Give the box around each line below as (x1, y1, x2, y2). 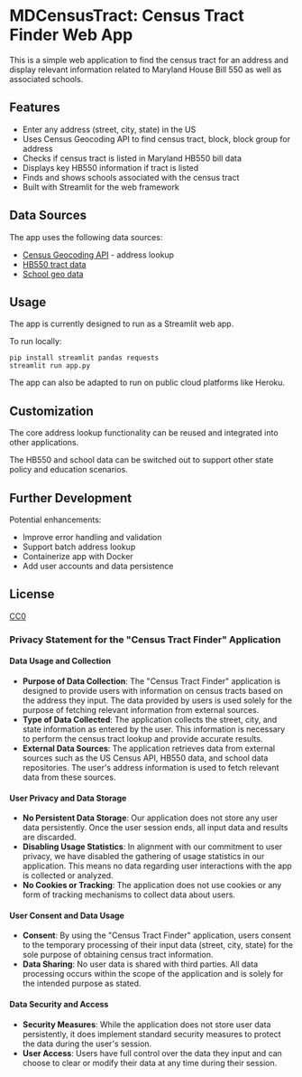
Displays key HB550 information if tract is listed (22, 162, 199, 173)
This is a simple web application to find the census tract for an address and (9, 54, 288, 65)
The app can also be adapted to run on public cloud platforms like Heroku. (9, 377, 286, 389)
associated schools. (9, 73, 84, 84)
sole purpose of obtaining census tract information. (22, 950, 214, 960)
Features (9, 100, 60, 116)
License (9, 586, 55, 602)
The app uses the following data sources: (9, 231, 163, 242)
